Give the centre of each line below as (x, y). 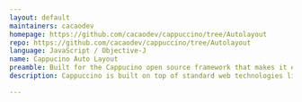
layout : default (40, 17)
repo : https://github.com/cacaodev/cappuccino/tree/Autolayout (130, 42)
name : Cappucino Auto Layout (64, 59)
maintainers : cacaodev (52, 26)
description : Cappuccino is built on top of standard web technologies (146, 76)
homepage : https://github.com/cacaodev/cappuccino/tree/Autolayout (138, 34)
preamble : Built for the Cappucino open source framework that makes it (148, 68)
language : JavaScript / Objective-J (78, 51)
